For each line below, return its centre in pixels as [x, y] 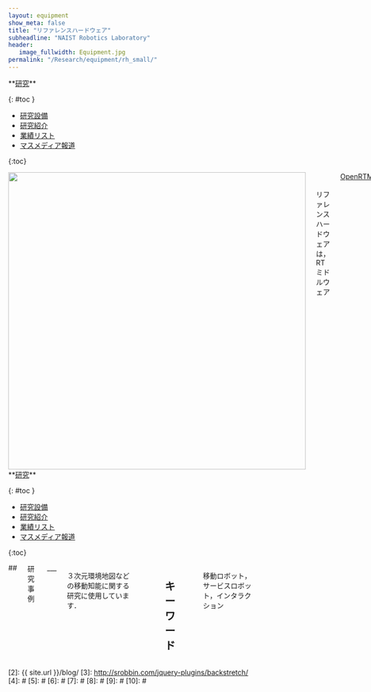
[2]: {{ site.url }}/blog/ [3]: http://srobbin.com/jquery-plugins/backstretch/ [128, 672]
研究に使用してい [95, 595]
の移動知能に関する [98, 585]
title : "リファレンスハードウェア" [59, 30]
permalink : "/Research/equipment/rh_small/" [83, 60]
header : [21, 45]
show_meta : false [37, 23]
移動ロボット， [227, 575]
